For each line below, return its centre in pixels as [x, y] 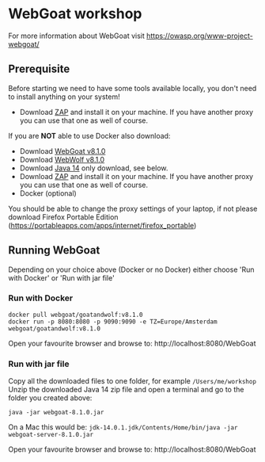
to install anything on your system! [64, 97]
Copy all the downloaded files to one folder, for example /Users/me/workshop [132, 381]
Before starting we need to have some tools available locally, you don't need [132, 88]
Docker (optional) [48, 193]
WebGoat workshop [75, 14]
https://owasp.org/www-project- [199, 36]
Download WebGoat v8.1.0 [62, 151]
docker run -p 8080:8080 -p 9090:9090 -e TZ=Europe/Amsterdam [113, 322]
